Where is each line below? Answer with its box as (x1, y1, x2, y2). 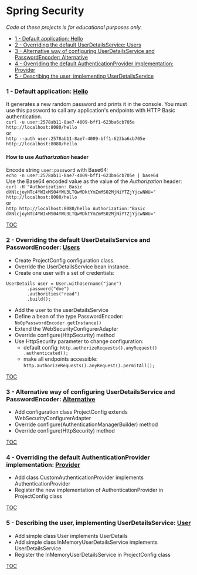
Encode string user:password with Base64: (6, 167, 108, 174)
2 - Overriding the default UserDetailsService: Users (14, 41, 142, 48)
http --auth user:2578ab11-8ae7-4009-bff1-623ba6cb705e (6, 136, 145, 142)
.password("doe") (27, 285, 69, 292)
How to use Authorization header (6, 153, 89, 160)
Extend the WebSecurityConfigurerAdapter (14, 325, 119, 332)
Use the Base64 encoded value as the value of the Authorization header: (6, 178, 182, 185)
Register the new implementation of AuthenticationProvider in (14, 487, 164, 494)
